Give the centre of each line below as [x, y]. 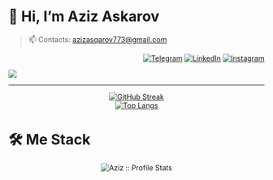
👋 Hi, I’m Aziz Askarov [84, 17]
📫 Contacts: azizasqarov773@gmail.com [97, 39]
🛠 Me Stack [50, 140]
